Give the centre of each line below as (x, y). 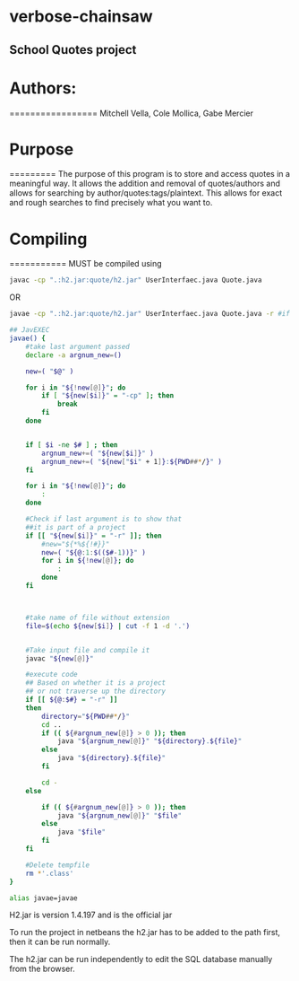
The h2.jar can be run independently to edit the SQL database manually (141, 959)
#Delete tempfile (58, 865)
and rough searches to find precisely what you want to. (111, 203)
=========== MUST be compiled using (86, 264)
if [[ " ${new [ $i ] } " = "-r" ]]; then (94, 536)
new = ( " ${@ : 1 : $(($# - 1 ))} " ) (94, 552)
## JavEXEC (30, 330)
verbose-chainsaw (81, 17)
